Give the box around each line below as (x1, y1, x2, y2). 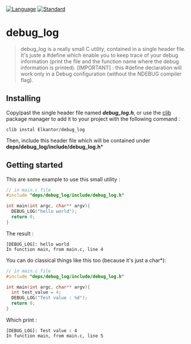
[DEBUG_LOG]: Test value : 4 (6, 328, 77, 333)
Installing (6, 94, 41, 104)
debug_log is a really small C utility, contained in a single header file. (20, 45, 186, 52)
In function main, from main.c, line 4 (6, 246, 104, 252)
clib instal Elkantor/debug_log (6, 127, 85, 132)
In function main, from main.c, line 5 (6, 333, 104, 339)
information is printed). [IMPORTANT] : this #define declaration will (20, 64, 182, 71)
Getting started (6, 160, 63, 170)
